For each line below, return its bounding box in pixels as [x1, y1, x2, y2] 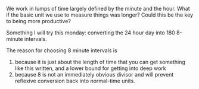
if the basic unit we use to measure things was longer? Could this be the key [6, 11, 194, 18]
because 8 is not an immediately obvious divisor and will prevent [14, 71, 174, 78]
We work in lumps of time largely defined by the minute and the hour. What [6, 5, 190, 12]
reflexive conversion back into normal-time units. [14, 77, 135, 84]
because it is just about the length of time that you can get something [14, 59, 186, 65]
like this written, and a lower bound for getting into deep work [14, 65, 166, 72]
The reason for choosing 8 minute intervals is [6, 47, 117, 54]
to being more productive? [6, 18, 71, 24]
